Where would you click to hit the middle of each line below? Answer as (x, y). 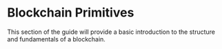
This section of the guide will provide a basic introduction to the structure (111, 32)
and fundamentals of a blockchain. (56, 39)
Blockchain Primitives (71, 13)
